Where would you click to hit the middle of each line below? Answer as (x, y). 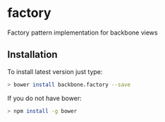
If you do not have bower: (45, 98)
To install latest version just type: (55, 71)
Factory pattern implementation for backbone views (82, 32)
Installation (32, 55)
